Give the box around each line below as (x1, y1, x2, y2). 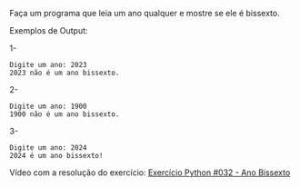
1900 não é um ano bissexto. (9, 110, 120, 119)
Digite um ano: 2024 (9, 143, 88, 153)
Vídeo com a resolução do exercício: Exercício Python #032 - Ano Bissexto (9, 167, 291, 178)
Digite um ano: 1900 (9, 102, 88, 111)
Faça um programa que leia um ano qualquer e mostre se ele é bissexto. (9, 8, 280, 18)
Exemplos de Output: (9, 25, 88, 35)
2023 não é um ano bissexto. (9, 68, 120, 77)
